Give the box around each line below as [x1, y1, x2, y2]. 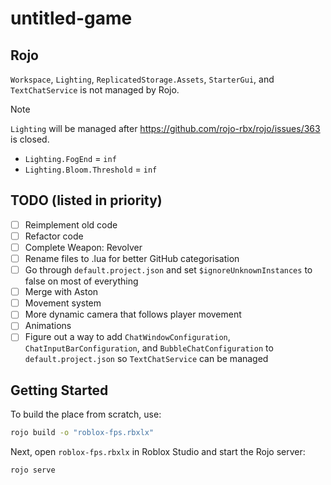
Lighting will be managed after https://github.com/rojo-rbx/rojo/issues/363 [10, 123, 321, 134]
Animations [24, 320, 72, 332]
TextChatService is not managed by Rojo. [10, 84, 180, 96]
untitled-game [10, 7, 133, 30]
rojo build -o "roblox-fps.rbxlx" [10, 428, 155, 438]
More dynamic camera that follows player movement [24, 308, 242, 321]
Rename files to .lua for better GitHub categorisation [24, 253, 240, 264]
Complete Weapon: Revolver [24, 241, 143, 253]
